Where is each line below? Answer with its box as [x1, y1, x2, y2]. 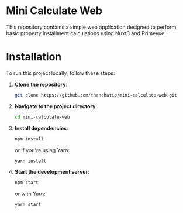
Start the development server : [14, 169, 89, 176]
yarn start [14, 202, 42, 208]
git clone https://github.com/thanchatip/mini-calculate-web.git [14, 92, 177, 98]
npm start [14, 180, 39, 185]
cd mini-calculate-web [14, 114, 70, 120]
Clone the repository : [14, 81, 68, 88]
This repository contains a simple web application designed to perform [6, 23, 177, 30]
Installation [6, 50, 62, 64]
